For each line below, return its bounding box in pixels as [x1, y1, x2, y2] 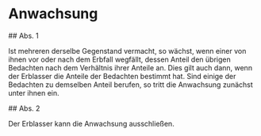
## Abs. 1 [8, 31, 39, 40]
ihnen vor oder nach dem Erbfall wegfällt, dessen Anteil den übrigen [8, 55, 232, 64]
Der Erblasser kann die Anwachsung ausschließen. [8, 119, 175, 128]
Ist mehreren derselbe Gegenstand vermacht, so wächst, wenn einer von [8, 46, 247, 55]
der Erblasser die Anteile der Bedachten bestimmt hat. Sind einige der [8, 71, 236, 81]
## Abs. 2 [8, 104, 40, 113]
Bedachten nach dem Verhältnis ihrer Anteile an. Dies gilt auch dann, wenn [8, 62, 252, 72]
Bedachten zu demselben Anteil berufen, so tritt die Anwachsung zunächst [8, 80, 254, 89]
